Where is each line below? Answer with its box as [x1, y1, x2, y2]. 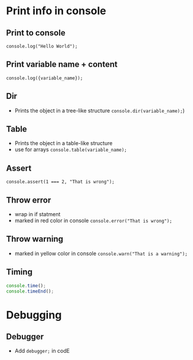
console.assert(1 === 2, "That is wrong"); [6, 179, 115, 185]
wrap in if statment [14, 211, 61, 218]
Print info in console [6, 4, 106, 18]
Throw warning [6, 234, 64, 244]
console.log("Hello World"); [6, 43, 78, 49]
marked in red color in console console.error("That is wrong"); [14, 217, 172, 224]
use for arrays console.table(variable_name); [14, 146, 127, 153]
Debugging [6, 308, 62, 322]
